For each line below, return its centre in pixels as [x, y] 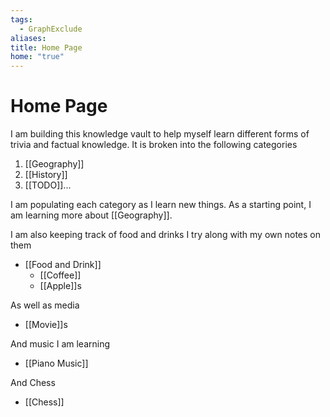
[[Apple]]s [60, 286]
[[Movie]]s [46, 325]
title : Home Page [46, 47]
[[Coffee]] [60, 275]
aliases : [28, 38]
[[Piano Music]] [56, 363]
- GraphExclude [51, 29]
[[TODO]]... [48, 185]
